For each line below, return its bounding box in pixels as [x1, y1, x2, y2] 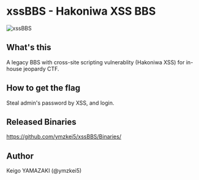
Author [6, 151, 34, 161]
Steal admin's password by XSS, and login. [6, 99, 115, 107]
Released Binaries [6, 116, 77, 127]
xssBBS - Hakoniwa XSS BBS [6, 4, 156, 18]
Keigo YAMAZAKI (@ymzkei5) [6, 167, 82, 174]
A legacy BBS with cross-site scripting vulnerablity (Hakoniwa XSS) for [6, 58, 185, 66]
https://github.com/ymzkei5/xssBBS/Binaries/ [6, 133, 121, 140]
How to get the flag [6, 83, 81, 93]
